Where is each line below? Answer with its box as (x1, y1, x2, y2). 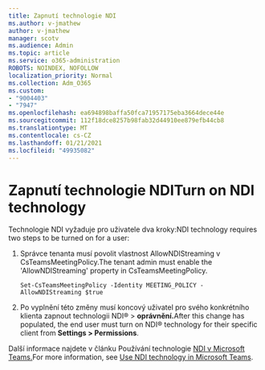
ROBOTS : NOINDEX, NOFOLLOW (8, 64, 99, 72)
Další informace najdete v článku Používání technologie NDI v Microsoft (8, 343, 245, 354)
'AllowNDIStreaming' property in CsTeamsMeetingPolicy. (19, 266, 208, 276)
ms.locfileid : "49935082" (8, 146, 95, 154)
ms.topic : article (8, 49, 70, 57)
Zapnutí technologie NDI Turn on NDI (8, 181, 255, 199)
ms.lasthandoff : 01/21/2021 (8, 138, 103, 147)
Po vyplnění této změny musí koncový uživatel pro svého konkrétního (19, 302, 250, 312)
